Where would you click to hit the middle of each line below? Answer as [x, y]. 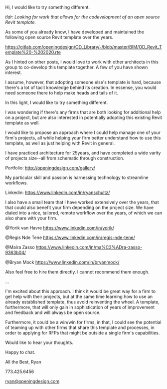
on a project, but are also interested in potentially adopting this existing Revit [84, 117]
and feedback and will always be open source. [53, 312]
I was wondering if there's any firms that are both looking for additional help [83, 112]
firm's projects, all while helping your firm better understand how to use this [83, 138]
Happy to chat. [20, 352]
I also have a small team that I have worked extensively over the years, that [82, 202]
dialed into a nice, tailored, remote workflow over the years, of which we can [84, 213]
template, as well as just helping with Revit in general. [60, 143]
